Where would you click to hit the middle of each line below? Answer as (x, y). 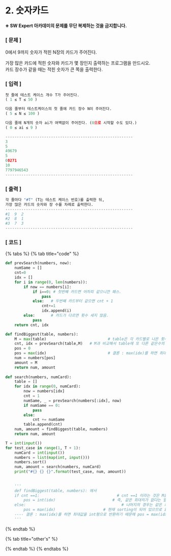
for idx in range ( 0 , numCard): (48, 386)
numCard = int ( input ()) (40, 453)
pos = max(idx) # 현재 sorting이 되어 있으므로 (93, 510)
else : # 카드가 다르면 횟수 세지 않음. (66, 315)
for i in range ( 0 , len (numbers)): (51, 282)
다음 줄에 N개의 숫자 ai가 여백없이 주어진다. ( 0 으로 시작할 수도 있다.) (71, 123)
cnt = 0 (20, 273)
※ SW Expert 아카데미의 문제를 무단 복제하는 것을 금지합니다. (66, 26)
